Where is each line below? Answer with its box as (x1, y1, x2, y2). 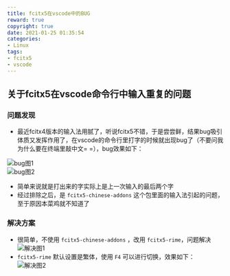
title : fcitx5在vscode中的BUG (7, 10, 91, 17)
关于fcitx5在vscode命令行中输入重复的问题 (7, 89, 192, 100)
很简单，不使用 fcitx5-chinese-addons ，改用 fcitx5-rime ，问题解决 (16, 235, 211, 244)
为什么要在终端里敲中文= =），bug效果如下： (16, 145, 143, 153)
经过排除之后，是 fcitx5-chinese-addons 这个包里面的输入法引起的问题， (16, 191, 225, 199)
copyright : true (7, 23, 54, 30)
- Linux (7, 42, 30, 49)
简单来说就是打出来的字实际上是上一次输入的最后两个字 (16, 183, 174, 191)
